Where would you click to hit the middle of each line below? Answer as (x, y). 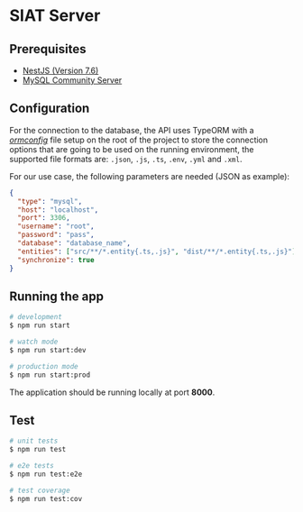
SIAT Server (55, 16)
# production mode (44, 366)
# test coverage (40, 490)
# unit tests (34, 441)
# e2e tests (32, 466)
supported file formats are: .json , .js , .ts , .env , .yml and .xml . (126, 159)
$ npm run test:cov (46, 498)
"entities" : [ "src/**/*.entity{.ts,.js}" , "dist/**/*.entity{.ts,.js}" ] (157, 251)
